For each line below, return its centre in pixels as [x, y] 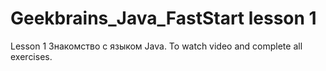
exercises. [31, 56]
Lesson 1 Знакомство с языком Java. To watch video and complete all [156, 46]
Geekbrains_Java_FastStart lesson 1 [163, 18]
